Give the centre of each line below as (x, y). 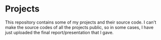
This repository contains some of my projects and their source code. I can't (81, 22)
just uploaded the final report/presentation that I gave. (59, 32)
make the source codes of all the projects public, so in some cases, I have (79, 27)
